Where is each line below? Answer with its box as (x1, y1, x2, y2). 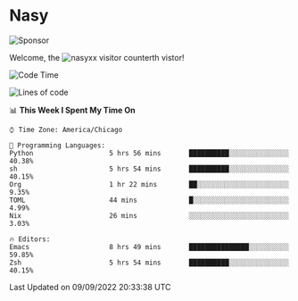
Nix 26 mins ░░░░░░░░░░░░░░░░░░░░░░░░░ (9, 211, 290, 220)
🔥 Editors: (9, 234, 51, 244)
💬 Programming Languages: (9, 140, 105, 150)
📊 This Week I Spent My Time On (9, 105, 136, 115)
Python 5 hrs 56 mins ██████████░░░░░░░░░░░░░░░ (9, 148, 290, 157)
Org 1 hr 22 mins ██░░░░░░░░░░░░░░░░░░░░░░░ (9, 180, 290, 188)
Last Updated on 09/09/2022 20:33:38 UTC (9, 281, 171, 292)
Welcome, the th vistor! (9, 52, 185, 63)
